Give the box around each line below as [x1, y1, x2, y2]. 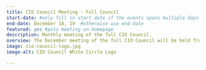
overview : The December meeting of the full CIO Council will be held [6, 37, 191, 44]
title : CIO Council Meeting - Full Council [6, 9, 120, 15]
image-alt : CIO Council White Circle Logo [6, 49, 116, 55]
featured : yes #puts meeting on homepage [6, 26, 114, 33]
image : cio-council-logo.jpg [6, 44, 81, 50]
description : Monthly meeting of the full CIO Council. [6, 32, 152, 38]
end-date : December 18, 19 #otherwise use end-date [6, 20, 144, 26]
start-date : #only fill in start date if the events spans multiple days [6, 15, 199, 21]
